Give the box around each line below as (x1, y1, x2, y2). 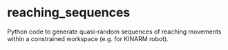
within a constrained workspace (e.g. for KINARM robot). (7, 34, 169, 42)
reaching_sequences (7, 5, 131, 21)
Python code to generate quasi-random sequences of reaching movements (7, 27, 222, 36)
